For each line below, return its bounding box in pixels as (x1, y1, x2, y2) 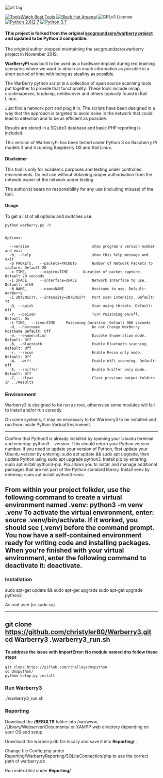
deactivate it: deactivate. (5, 562, 82, 570)
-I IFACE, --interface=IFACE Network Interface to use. (9, 278, 147, 283)
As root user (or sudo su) (5, 601, 55, 607)
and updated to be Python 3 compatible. (5, 35, 88, 41)
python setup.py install (5, 673, 55, 679)
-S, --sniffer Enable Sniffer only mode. (9, 367, 147, 372)
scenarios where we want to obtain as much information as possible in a (5, 66, 149, 72)
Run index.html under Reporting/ (5, 767, 71, 773)
